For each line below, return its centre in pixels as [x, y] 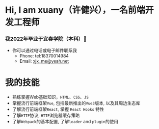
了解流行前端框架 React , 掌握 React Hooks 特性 [58, 109]
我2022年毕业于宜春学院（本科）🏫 [46, 39]
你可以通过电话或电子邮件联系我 [44, 51]
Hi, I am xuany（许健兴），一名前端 [75, 10]
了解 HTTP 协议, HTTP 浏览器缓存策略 [46, 115]
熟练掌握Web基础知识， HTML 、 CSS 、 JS [51, 97]
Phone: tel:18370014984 [44, 56]
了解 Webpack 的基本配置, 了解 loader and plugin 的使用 [65, 122]
